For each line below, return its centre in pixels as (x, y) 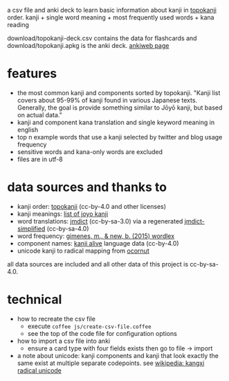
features (32, 74)
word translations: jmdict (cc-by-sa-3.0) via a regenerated (100, 221)
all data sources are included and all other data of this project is (98, 264)
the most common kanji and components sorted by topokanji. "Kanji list (119, 92)
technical (35, 299)
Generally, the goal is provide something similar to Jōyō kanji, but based (120, 108)
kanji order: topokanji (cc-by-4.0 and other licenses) (92, 206)
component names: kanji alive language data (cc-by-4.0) (98, 243)
